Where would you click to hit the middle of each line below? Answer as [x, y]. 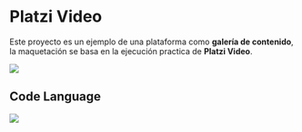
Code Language [55, 97]
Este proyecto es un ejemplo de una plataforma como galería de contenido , [151, 42]
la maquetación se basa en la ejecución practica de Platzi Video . [131, 51]
